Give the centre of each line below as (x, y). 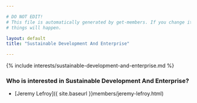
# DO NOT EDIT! (25, 16)
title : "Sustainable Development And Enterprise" (68, 44)
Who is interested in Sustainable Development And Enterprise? (98, 81)
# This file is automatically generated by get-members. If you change (95, 22)
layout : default (26, 38)
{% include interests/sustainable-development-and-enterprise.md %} (90, 66)
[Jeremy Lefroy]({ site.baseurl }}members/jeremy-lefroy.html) (89, 94)
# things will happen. (34, 28)
